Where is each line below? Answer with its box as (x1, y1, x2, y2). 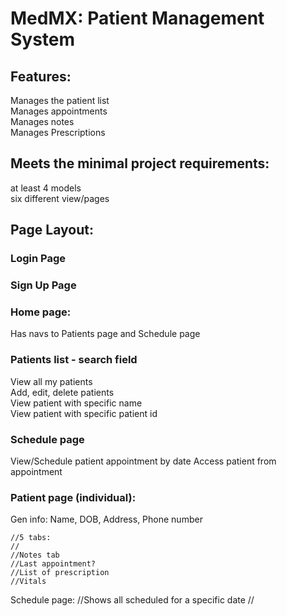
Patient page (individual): (10, 490, 137, 504)
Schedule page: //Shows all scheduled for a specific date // (10, 594, 255, 606)
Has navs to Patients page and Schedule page (10, 328, 201, 340)
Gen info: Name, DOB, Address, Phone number (10, 513, 203, 526)
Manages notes (10, 116, 75, 127)
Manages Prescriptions (10, 127, 106, 138)
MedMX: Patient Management (10, 7, 265, 30)
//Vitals (10, 577, 47, 587)
